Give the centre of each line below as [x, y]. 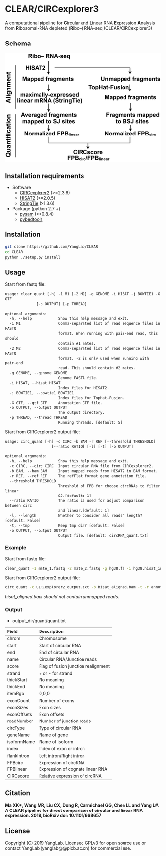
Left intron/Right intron [62, 756]
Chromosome [53, 638]
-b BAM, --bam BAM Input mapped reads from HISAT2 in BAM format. [84, 471]
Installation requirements [45, 176]
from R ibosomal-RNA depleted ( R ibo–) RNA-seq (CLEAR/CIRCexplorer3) [79, 28]
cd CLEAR [14, 252]
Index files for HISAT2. [84, 388]
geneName [19, 735]
